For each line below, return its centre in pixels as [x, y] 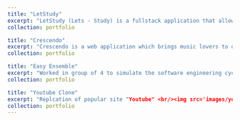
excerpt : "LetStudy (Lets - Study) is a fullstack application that [111, 21]
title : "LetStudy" [35, 14]
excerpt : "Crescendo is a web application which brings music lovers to [118, 47]
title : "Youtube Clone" [43, 92]
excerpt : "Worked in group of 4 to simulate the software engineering [115, 73]
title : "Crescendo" [36, 40]
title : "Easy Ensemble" [43, 66]
